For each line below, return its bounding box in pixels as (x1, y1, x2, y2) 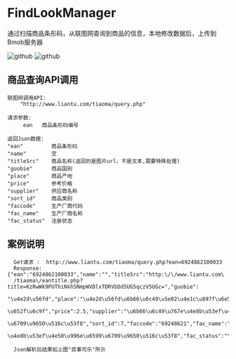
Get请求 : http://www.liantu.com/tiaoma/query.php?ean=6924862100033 (13, 259, 223, 266)
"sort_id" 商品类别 (7, 195, 72, 202)
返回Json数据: (7, 135, 44, 142)
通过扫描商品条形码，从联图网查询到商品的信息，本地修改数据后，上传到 (7, 29, 216, 37)
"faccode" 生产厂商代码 (7, 202, 83, 209)
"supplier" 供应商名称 (7, 188, 78, 195)
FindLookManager (7, 5, 117, 21)
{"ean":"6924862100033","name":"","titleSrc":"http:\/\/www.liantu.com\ (7, 270, 225, 278)
